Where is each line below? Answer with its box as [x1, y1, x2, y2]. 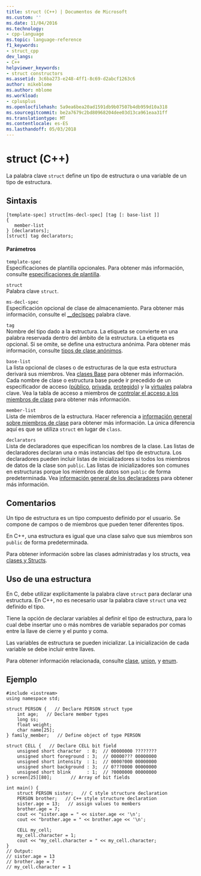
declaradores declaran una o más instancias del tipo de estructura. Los [6, 449, 182, 456]
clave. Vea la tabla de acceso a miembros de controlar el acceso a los [6, 389, 179, 396]
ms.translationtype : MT [6, 115, 66, 121]
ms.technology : [6, 25, 44, 32]
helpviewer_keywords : [6, 64, 61, 71]
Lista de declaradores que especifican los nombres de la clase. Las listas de [6, 442, 195, 449]
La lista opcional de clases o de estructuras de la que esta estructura [6, 363, 177, 371]
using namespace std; [6, 696, 61, 702]
